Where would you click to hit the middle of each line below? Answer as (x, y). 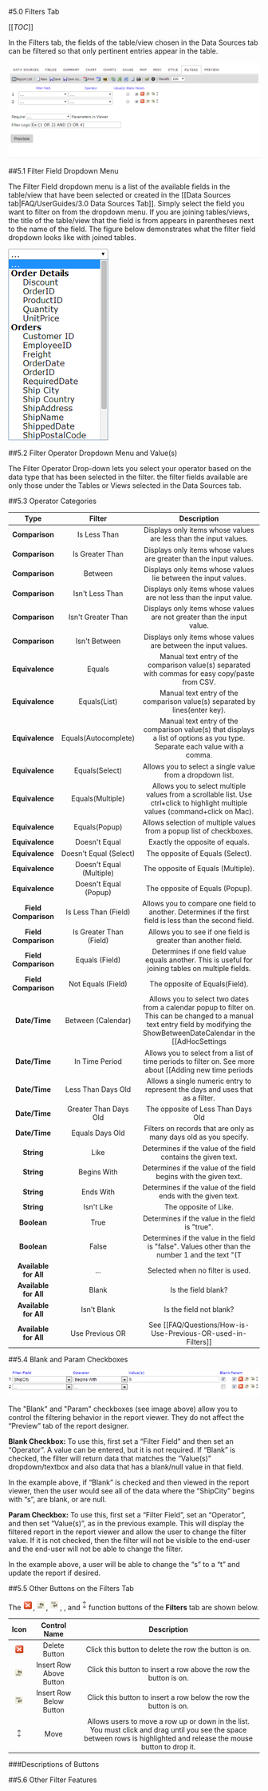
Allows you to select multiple (199, 786)
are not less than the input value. (199, 598)
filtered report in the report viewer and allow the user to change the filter (127, 1532)
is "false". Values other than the (199, 1246)
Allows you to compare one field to (199, 904)
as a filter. (199, 1097)
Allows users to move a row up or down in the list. (168, 1721)
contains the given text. (199, 1157)
